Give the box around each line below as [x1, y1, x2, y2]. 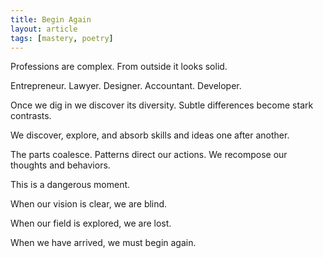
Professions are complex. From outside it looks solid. [10, 61, 228, 73]
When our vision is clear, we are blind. [10, 198, 168, 210]
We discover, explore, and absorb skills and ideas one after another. [10, 129, 290, 141]
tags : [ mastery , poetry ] [10, 33, 114, 43]
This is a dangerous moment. [10, 179, 131, 191]
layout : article [10, 24, 78, 34]
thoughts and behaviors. [10, 159, 111, 171]
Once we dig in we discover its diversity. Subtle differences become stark [10, 99, 314, 111]
